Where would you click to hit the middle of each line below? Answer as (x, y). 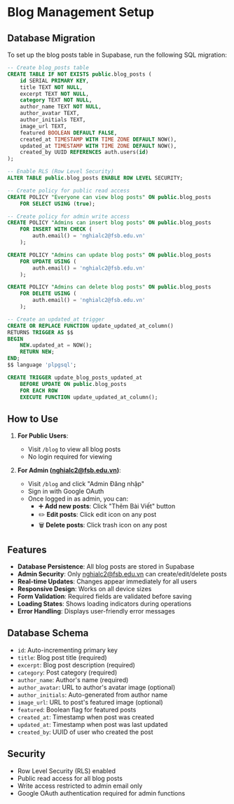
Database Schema (48, 633)
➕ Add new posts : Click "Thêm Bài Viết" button (107, 506)
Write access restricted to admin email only (80, 786)
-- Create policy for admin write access (69, 216)
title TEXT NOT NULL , (51, 87)
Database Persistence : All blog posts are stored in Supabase (106, 567)
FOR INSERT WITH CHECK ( (56, 229)
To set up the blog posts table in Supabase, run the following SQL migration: (117, 55)
